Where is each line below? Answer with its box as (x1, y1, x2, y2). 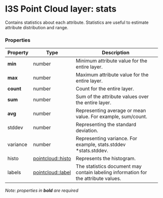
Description (101, 49, 130, 56)
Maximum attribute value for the (76, 71, 149, 78)
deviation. (76, 127, 98, 134)
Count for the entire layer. (76, 85, 134, 92)
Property (7, 49, 29, 56)
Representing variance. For (76, 135, 137, 142)
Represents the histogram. (76, 155, 136, 162)
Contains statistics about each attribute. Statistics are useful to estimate (5, 19, 149, 25)
